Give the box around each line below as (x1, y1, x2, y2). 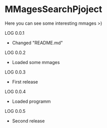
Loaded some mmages (12, 59, 60, 65)
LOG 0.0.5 (5, 108, 26, 114)
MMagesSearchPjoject (5, 4, 102, 15)
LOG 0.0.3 (5, 69, 26, 75)
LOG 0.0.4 (5, 88, 26, 94)
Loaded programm (12, 98, 51, 104)
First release (12, 79, 38, 85)
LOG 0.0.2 (5, 49, 26, 55)
